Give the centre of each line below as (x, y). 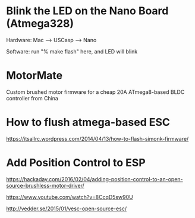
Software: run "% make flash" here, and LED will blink (72, 51)
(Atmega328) (40, 23)
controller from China (32, 98)
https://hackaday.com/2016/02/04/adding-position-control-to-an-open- (95, 179)
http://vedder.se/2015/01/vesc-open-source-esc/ (66, 208)
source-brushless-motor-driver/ (45, 185)
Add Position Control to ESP (76, 163)
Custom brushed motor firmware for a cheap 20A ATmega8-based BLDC (95, 92)
